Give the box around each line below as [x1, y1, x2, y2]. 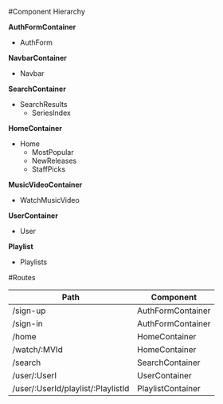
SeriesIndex [31, 108, 72, 117]
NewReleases [31, 156, 77, 165]
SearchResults [19, 100, 68, 109]
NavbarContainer [8, 53, 68, 62]
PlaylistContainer [136, 383, 201, 394]
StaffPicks [31, 164, 66, 174]
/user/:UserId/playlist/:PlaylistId [12, 383, 130, 394]
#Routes [8, 273, 36, 282]
